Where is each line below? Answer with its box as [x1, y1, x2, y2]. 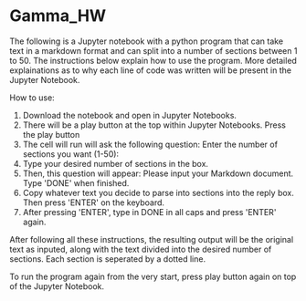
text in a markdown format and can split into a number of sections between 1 [9, 45, 298, 56]
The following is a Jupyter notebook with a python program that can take [9, 36, 284, 47]
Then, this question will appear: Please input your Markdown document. [22, 168, 294, 179]
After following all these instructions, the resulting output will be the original [9, 234, 294, 244]
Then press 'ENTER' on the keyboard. [22, 197, 165, 208]
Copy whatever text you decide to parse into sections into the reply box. [22, 187, 294, 198]
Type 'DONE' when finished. [22, 177, 130, 188]
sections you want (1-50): [22, 148, 120, 160]
